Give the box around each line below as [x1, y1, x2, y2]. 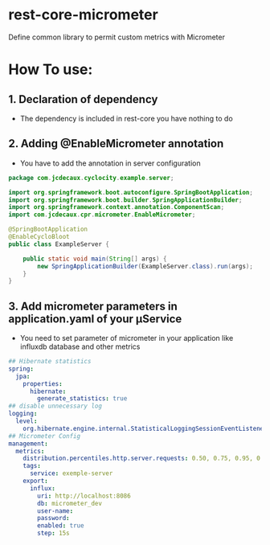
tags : [22, 462, 42, 470]
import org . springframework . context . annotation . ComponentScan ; [8, 203, 225, 211]
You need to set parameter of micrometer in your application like [19, 334, 234, 343]
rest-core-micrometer [8, 6, 158, 24]
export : [22, 477, 48, 486]
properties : [22, 379, 63, 387]
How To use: [8, 60, 93, 79]
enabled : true [37, 522, 84, 530]
